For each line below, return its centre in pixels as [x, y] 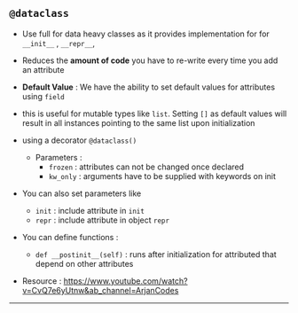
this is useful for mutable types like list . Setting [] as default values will [154, 113]
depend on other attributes [84, 263]
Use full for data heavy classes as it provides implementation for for [146, 34]
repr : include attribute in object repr [102, 220]
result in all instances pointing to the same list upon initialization [138, 122]
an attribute [43, 69]
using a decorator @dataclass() [79, 140]
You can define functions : [70, 237]
